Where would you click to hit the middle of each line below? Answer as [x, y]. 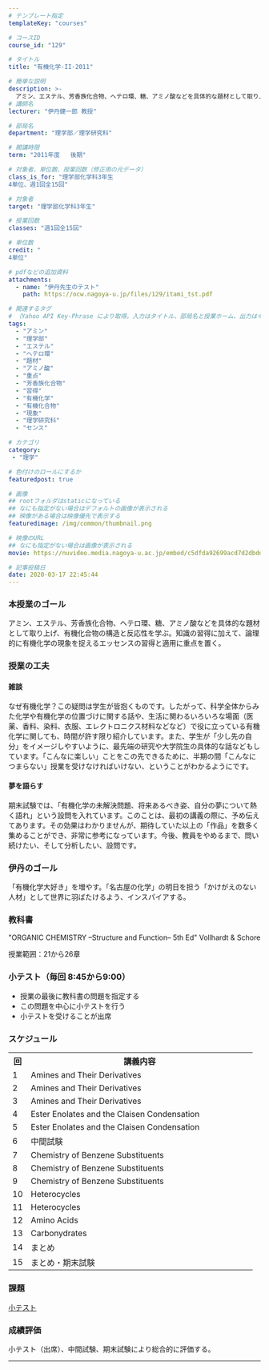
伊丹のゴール [33, 868]
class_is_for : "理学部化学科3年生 [61, 177]
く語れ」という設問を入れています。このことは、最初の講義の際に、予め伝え [134, 815]
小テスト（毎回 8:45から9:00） [69, 977]
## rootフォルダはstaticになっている [64, 502]
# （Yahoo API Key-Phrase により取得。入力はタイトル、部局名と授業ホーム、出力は [133, 316]
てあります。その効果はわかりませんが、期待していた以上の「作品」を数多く [134, 825]
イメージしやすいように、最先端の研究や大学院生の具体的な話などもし [145, 746]
